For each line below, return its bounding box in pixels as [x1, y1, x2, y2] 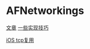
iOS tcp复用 [6, 36, 34, 43]
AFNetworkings [6, 4, 85, 17]
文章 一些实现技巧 [6, 24, 49, 31]
